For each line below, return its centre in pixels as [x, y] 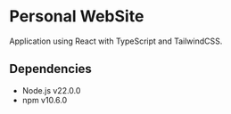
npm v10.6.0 [45, 100]
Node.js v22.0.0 [51, 90]
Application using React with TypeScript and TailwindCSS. [116, 41]
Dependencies [50, 69]
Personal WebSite [77, 16]
